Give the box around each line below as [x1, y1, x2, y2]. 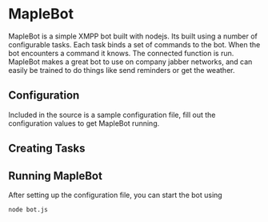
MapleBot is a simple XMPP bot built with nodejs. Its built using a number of [8, 31, 258, 41]
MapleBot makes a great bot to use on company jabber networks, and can [8, 57, 253, 67]
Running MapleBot [8, 169, 102, 183]
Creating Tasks [8, 142, 86, 155]
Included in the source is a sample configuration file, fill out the [8, 110, 216, 119]
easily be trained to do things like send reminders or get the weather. [8, 65, 235, 75]
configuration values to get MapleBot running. [8, 118, 160, 128]
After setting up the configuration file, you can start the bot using [8, 190, 222, 200]
